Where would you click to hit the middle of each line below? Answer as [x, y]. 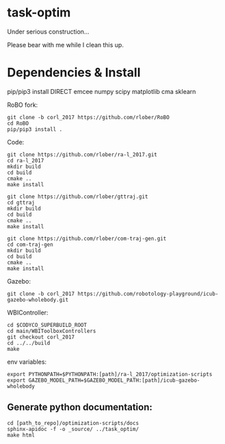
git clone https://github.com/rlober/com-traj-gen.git [87, 238]
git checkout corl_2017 [41, 337]
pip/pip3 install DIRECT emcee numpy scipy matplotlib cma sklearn [102, 91]
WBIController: [28, 312]
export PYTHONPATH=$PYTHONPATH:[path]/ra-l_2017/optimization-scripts [110, 374]
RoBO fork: [23, 105]
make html [21, 435]
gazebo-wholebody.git [38, 299]
